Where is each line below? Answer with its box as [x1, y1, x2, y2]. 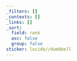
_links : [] [6, 19, 33, 25]
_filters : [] [6, 8, 38, 15]
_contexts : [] [6, 14, 41, 20]
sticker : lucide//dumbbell [6, 46, 72, 52]
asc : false [11, 35, 38, 41]
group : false [11, 41, 43, 47]
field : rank [11, 30, 41, 36]
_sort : [6, 24, 22, 31]
